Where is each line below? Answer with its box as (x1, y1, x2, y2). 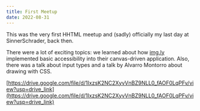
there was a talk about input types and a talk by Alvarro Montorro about (6, 61, 183, 69)
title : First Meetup (6, 8, 58, 15)
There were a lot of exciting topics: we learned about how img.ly (6, 48, 165, 55)
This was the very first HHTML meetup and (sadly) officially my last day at (6, 30, 189, 38)
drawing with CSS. (6, 67, 52, 75)
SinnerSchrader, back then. (6, 37, 74, 44)
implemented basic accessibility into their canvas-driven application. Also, (6, 55, 190, 62)
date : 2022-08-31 (6, 14, 50, 20)
